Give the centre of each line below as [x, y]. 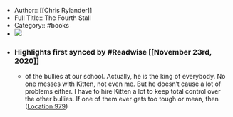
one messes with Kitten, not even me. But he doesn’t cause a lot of [123, 84]
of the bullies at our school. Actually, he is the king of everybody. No [125, 77]
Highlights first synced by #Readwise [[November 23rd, [113, 52]
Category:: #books [42, 25]
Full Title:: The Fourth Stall [52, 18]
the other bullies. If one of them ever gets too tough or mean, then [122, 99]
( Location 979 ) [46, 106]
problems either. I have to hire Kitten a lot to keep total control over [123, 91]
